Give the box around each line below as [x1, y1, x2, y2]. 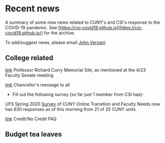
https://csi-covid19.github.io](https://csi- [59, 24, 143, 30]
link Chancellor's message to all [5, 82, 70, 88]
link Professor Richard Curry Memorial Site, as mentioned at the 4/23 [5, 67, 146, 73]
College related [5, 54, 54, 62]
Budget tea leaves [5, 130, 62, 139]
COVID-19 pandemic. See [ [5, 24, 60, 30]
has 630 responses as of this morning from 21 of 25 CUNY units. [5, 106, 137, 112]
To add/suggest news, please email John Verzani [5, 39, 106, 45]
